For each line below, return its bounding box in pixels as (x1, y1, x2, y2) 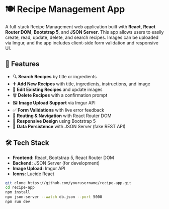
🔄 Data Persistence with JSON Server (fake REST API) (12, 123, 126, 129)
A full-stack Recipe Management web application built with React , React (5, 23, 156, 30)
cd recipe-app (5, 185, 35, 190)
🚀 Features (5, 60, 40, 68)
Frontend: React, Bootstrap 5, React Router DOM (12, 154, 114, 161)
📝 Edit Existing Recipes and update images (12, 86, 103, 92)
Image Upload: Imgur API (12, 165, 65, 171)
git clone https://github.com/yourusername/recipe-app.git (5, 180, 132, 185)
